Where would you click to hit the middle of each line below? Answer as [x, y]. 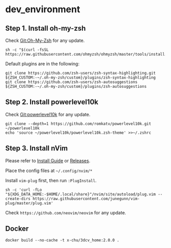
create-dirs [18, 199]
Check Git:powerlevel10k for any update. [48, 114]
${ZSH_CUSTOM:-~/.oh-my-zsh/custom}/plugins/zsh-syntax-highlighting [81, 78]
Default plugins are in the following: [42, 64]
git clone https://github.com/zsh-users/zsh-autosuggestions [72, 82]
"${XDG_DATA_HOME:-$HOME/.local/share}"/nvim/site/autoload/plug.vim [81, 194]
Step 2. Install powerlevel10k [52, 102]
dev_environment [43, 9]
